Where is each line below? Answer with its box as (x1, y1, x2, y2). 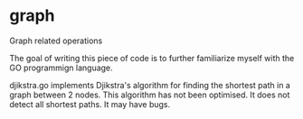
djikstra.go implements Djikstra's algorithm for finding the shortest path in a (9, 79, 291, 90)
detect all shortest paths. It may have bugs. (9, 98, 170, 109)
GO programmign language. (9, 62, 113, 73)
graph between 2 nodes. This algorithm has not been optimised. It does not (9, 89, 290, 100)
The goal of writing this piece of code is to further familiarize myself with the (9, 52, 295, 63)
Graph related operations (9, 35, 103, 46)
